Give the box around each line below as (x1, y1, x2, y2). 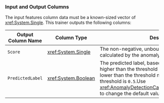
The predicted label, (100, 60, 146, 66)
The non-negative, (100, 45, 143, 52)
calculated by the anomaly (100, 52, 160, 59)
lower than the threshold (100, 72, 156, 79)
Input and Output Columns (5, 3, 69, 10)
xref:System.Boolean (47, 75, 95, 82)
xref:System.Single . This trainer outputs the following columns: (5, 20, 132, 25)
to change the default (100, 90, 149, 97)
